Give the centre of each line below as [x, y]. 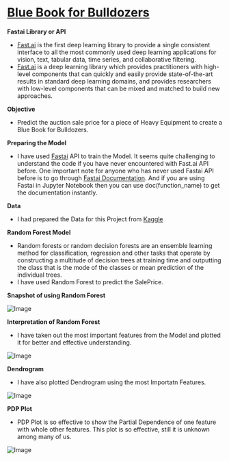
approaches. [35, 96]
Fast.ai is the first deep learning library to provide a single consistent [113, 45]
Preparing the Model [37, 142]
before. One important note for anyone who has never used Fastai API [115, 171]
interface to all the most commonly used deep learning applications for [117, 52]
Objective [21, 109]
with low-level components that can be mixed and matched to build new [118, 88]
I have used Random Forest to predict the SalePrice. [90, 282]
